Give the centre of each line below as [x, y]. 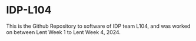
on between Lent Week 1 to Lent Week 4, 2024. [63, 32]
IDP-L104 [29, 10]
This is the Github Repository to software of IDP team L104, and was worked [98, 26]
